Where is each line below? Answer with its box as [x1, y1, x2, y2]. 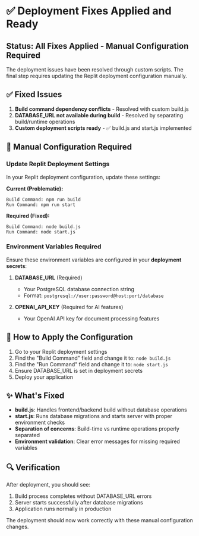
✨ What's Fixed [6, 391, 65, 400]
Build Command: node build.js [6, 223, 81, 230]
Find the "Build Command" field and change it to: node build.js [14, 354, 171, 362]
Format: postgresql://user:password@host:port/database [23, 292, 165, 299]
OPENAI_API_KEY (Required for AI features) [14, 303, 124, 310]
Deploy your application [14, 373, 73, 381]
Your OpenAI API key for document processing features [23, 314, 160, 322]
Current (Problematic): [6, 185, 64, 192]
